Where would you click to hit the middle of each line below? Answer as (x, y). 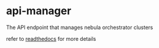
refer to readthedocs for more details (51, 39)
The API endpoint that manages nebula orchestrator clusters (80, 27)
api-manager (39, 11)
